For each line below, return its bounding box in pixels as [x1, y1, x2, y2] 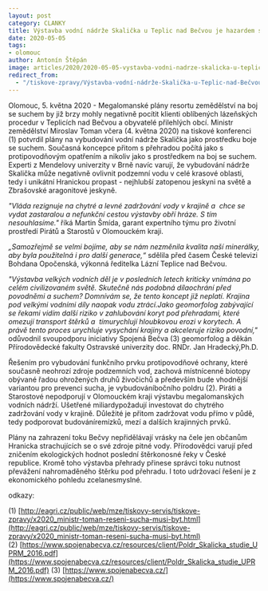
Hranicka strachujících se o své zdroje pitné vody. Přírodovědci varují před [8, 441, 253, 450]
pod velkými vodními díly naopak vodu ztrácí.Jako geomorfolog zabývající [8, 299, 254, 309]
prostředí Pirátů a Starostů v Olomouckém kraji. [8, 226, 164, 236]
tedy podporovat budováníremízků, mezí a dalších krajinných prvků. [8, 417, 231, 426]
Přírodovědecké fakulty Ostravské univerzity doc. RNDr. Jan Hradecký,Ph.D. [8, 342, 258, 351]
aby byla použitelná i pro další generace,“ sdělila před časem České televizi [8, 250, 258, 260]
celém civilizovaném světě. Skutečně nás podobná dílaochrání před [8, 283, 231, 292]
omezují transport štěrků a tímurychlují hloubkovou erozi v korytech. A [8, 316, 242, 326]
